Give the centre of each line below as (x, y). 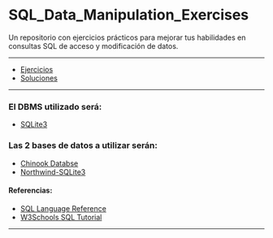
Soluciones (39, 78)
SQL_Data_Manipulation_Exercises (129, 15)
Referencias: (30, 190)
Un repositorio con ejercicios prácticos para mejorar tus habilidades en (127, 37)
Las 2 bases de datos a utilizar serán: (83, 145)
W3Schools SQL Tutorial (61, 217)
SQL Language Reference (63, 208)
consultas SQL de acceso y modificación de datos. (93, 45)
